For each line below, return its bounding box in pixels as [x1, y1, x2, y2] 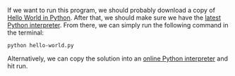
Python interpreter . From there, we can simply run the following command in [7, 21, 229, 29]
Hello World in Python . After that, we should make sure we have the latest [7, 13, 221, 22]
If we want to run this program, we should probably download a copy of [7, 6, 215, 14]
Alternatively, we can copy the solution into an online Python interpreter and [7, 54, 228, 63]
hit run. [7, 62, 28, 70]
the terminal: [7, 28, 44, 37]
